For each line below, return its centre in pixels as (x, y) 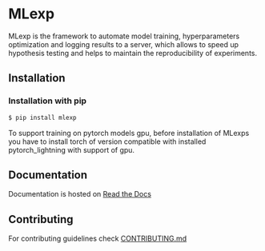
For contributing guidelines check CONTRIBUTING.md (98, 239)
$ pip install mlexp (43, 118)
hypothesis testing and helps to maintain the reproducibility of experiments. (133, 53)
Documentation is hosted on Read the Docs (80, 194)
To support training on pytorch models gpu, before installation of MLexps (129, 133)
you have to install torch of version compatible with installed (107, 141)
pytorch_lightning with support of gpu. (71, 149)
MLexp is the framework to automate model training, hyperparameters (124, 36)
